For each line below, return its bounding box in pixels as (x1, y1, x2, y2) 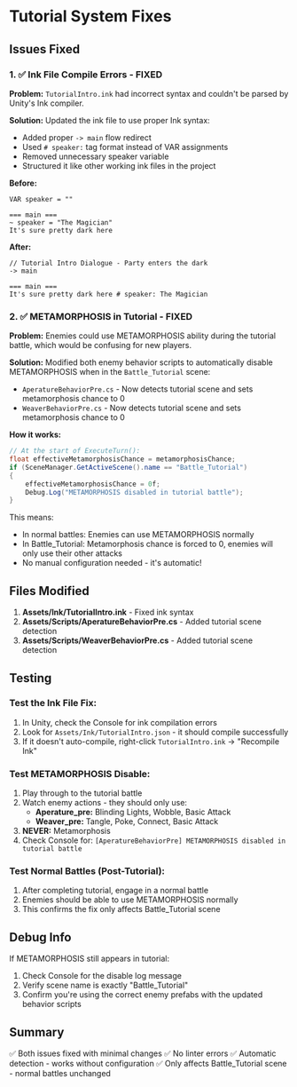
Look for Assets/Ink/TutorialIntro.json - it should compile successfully (21, 726, 289, 737)
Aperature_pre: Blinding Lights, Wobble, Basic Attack (35, 806, 231, 818)
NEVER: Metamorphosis (21, 826, 111, 837)
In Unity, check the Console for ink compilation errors (21, 717, 217, 727)
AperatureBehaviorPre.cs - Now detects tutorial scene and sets (21, 384, 254, 394)
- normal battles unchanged (9, 1068, 111, 1079)
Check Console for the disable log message (21, 971, 182, 981)
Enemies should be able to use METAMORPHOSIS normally (21, 894, 238, 905)
